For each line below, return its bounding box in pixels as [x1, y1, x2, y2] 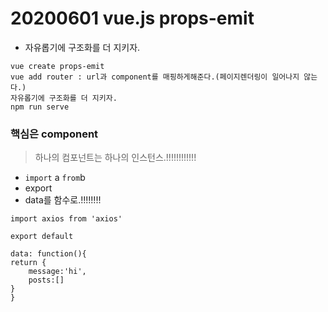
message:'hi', [28, 267, 87, 277]
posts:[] [28, 275, 65, 286]
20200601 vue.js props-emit [10, 7, 255, 30]
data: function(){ [10, 249, 87, 259]
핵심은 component [10, 127, 99, 141]
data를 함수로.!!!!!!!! [24, 194, 102, 206]
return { [10, 258, 47, 268]
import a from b [24, 172, 86, 184]
